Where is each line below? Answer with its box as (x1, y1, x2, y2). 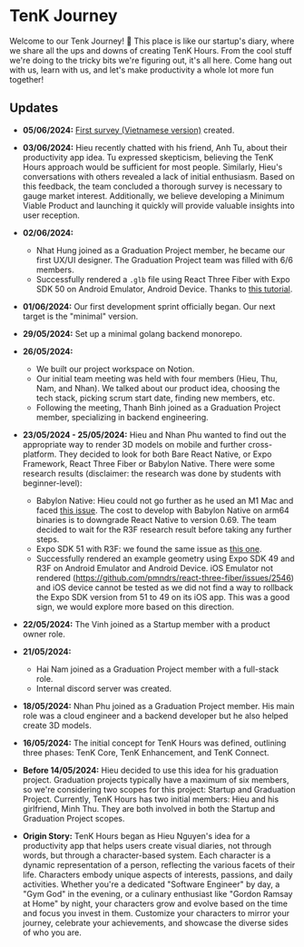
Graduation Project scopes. (22, 813, 125, 824)
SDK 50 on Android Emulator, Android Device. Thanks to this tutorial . (35, 283, 293, 294)
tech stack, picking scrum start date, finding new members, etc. (35, 392, 275, 403)
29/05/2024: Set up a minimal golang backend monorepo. (22, 328, 243, 339)
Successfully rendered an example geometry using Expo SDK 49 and (35, 553, 295, 564)
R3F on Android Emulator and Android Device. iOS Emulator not (35, 562, 274, 573)
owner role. (22, 628, 66, 639)
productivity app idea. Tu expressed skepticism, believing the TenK (22, 152, 274, 163)
